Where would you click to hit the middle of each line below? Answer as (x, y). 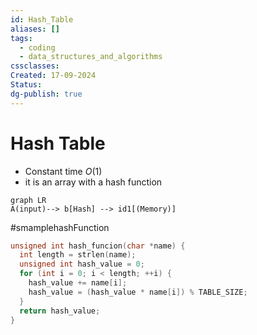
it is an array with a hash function (93, 182)
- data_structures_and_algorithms (91, 57)
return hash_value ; (60, 311)
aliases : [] (35, 29)
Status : (26, 85)
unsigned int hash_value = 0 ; (82, 264)
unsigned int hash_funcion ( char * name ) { (98, 246)
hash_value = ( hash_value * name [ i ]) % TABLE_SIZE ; (138, 292)
